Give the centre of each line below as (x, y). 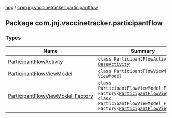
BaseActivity (114, 64)
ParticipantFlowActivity (36, 62)
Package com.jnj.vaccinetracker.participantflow (84, 23)
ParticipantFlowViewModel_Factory (50, 96)
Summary (143, 51)
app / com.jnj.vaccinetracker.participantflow (52, 7)
